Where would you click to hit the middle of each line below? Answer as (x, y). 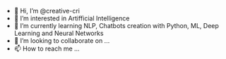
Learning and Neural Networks (59, 33)
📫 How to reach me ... (47, 48)
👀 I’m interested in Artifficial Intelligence (72, 18)
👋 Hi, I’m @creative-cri (47, 11)
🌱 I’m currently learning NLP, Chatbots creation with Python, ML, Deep (116, 26)
